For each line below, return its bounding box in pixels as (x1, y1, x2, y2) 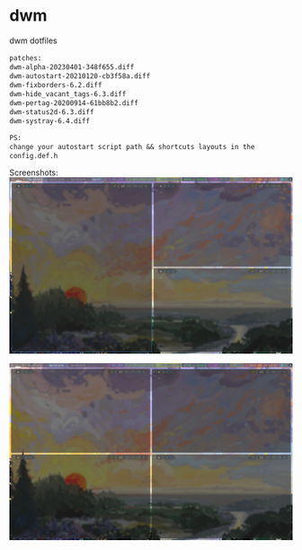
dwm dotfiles (9, 35, 58, 46)
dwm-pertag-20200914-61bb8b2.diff (9, 98, 139, 108)
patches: (9, 53, 42, 63)
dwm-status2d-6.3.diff (9, 107, 94, 117)
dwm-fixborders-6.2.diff (9, 80, 102, 90)
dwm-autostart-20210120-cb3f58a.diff (9, 71, 151, 81)
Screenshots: (9, 167, 58, 178)
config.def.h (9, 151, 58, 160)
